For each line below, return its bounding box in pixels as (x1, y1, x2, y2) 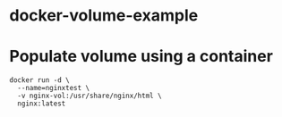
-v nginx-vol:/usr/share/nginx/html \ (17, 91, 163, 101)
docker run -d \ (9, 76, 70, 85)
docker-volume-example (9, 5, 199, 26)
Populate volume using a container (9, 46, 273, 67)
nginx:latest (17, 99, 66, 108)
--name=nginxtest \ (17, 84, 90, 93)
